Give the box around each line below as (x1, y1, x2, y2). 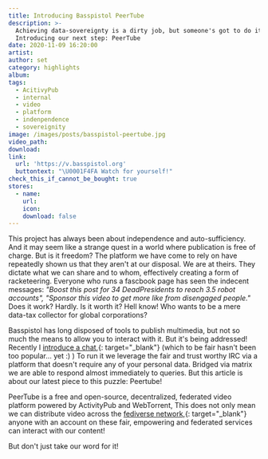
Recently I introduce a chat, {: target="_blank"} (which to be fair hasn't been (8, 342, 257, 352)
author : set (8, 57, 48, 65)
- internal (15, 93, 52, 101)
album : (8, 71, 30, 79)
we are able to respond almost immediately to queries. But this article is (8, 368, 243, 378)
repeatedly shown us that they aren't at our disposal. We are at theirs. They (8, 259, 256, 269)
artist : (8, 49, 34, 57)
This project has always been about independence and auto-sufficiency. (8, 234, 246, 243)
